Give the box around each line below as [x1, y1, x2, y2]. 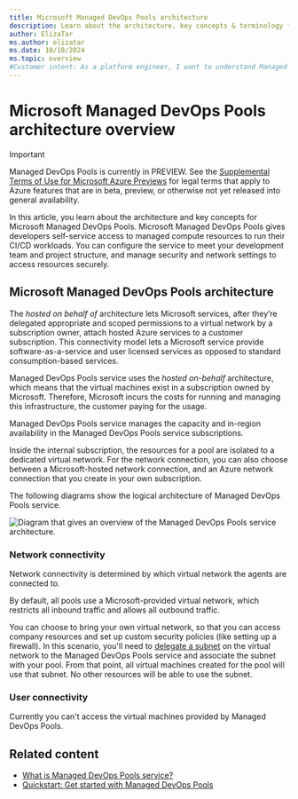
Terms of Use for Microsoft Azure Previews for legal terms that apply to [9, 175, 271, 186]
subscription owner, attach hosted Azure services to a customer [9, 327, 244, 337]
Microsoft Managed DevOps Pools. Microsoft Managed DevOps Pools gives [9, 221, 286, 232]
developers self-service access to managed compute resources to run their [9, 230, 286, 241]
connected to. [9, 578, 60, 589]
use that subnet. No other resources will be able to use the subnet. [9, 668, 253, 679]
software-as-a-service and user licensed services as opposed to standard [9, 345, 281, 356]
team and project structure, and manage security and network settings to [9, 249, 277, 260]
